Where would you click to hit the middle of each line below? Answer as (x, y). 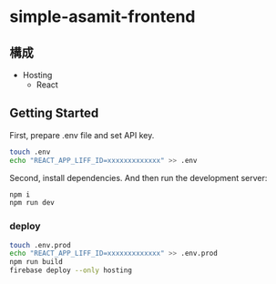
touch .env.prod (40, 245)
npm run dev (32, 203)
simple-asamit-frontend (102, 17)
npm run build (36, 262)
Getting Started (54, 113)
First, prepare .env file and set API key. (82, 135)
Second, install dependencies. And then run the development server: (138, 177)
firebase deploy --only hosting (71, 270)
